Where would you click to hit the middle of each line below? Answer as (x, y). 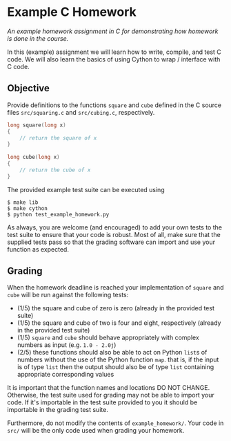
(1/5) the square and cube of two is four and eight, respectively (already (119, 323)
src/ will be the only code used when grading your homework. (96, 431)
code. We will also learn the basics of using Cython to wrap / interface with (114, 59)
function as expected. (38, 249)
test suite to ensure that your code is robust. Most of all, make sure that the (114, 234)
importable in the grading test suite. (58, 410)
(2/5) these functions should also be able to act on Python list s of (112, 353)
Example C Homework (72, 12)
